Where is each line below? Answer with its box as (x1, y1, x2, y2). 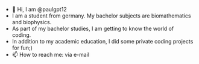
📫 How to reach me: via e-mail (11, 51, 89, 58)
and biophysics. (11, 19, 52, 25)
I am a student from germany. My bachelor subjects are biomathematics (11, 12, 191, 19)
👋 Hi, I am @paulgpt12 (11, 6, 68, 13)
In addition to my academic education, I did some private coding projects (11, 38, 194, 45)
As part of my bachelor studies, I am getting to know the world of (11, 25, 174, 32)
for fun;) (11, 44, 33, 51)
